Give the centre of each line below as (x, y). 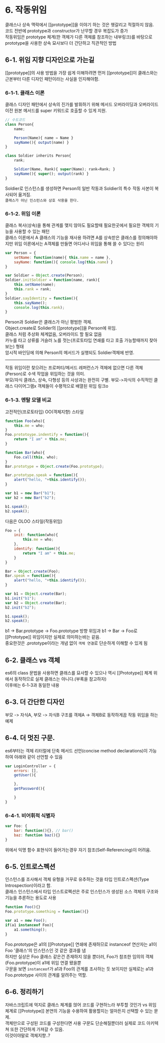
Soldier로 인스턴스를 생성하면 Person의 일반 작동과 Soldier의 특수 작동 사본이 (79, 188)
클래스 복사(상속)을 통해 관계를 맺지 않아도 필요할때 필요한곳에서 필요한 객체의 (79, 225)
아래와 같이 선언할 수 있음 (38, 757)
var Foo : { (16, 826)
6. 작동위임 (26, 10)
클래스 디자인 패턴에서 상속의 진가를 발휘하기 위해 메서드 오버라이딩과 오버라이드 (82, 105)
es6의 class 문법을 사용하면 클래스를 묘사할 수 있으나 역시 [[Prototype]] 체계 (79, 673)
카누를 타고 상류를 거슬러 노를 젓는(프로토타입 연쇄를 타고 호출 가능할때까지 (77, 340)
